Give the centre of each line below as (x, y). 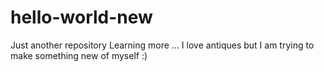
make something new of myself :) (79, 55)
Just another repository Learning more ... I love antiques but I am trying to (162, 45)
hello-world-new (81, 17)
